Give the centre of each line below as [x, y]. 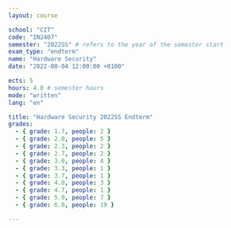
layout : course [33, 15]
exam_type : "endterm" [44, 52]
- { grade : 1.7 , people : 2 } [63, 132]
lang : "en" [26, 103]
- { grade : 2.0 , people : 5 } [63, 139]
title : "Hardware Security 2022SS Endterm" [81, 117]
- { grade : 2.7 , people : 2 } [63, 153]
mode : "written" [35, 95]
